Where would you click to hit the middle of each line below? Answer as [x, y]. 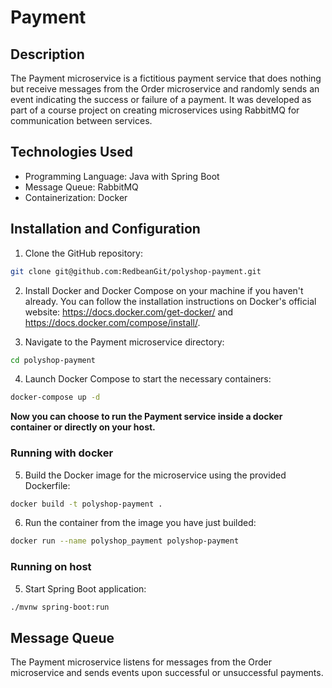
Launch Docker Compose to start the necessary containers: [148, 379]
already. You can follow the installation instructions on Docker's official [170, 301]
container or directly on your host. [83, 427]
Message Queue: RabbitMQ [81, 187]
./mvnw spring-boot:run [60, 607]
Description [47, 54]
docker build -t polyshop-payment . [86, 504]
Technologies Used [71, 152]
